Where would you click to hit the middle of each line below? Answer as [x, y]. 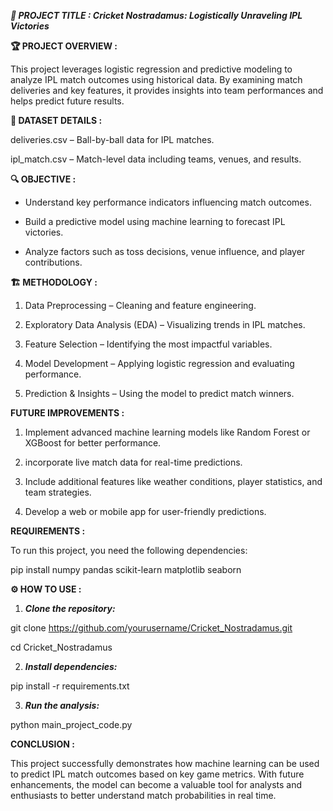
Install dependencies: [71, 666]
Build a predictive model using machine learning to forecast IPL [155, 221]
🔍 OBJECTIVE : [43, 179]
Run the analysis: [62, 705]
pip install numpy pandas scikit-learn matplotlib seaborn [126, 569]
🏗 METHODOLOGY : [54, 282]
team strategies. [58, 492]
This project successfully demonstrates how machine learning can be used [165, 763]
